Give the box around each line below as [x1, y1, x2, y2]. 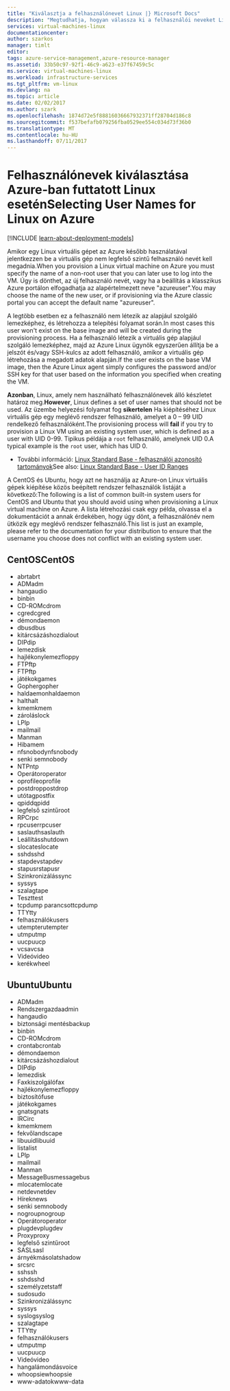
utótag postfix [16, 791, 55, 799]
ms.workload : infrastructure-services [7, 74, 118, 81]
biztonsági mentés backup [16, 1019, 90, 1027]
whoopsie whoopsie [16, 1370, 73, 1378]
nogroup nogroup [16, 1209, 65, 1217]
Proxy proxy [16, 1231, 50, 1239]
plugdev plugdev [16, 1224, 64, 1232]
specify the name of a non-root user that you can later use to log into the [7, 269, 213, 278]
